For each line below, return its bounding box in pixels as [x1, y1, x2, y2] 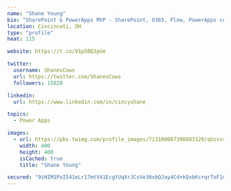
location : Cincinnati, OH [7, 23, 81, 30]
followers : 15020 [13, 80, 63, 87]
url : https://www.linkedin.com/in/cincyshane [13, 98, 146, 105]
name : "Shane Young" [7, 10, 67, 17]
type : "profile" [7, 29, 54, 36]
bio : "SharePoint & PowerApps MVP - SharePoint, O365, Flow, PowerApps [7, 16, 217, 23]
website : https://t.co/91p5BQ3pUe [7, 48, 107, 55]
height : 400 [19, 148, 54, 155]
